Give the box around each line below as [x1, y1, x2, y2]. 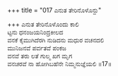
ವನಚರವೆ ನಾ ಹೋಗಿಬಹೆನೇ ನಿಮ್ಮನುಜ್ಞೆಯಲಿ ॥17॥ [7, 60, 112, 68]
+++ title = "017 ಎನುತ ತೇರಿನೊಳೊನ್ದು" [7, 6, 102, 14]
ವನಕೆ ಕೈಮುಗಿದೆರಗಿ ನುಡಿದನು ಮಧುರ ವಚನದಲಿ [7, 36, 105, 44]
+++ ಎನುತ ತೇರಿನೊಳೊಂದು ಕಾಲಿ [7, 20, 79, 28]
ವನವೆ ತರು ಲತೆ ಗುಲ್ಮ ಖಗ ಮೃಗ [7, 52, 73, 60]
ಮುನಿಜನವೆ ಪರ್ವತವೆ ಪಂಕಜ [7, 44, 67, 52]
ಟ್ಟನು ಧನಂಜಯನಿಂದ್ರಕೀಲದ [7, 28, 64, 36]
